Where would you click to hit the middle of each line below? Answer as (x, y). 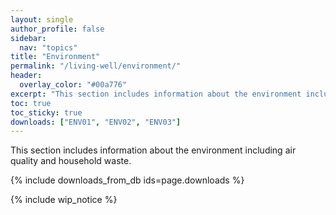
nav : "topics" (48, 47)
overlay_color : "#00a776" (73, 85)
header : (26, 76)
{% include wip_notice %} (64, 200)
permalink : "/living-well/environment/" (96, 66)
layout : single (42, 19)
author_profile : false (57, 29)
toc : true (31, 103)
